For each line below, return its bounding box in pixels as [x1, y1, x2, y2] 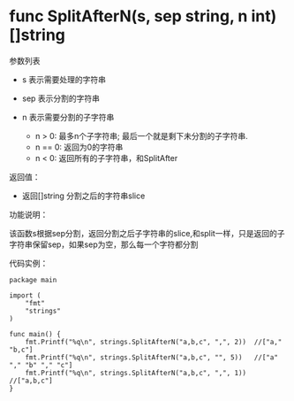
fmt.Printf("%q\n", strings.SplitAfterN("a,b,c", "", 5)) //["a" [25, 352, 278, 362]
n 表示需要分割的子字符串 [21, 112, 115, 122]
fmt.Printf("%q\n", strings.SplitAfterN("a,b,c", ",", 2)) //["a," [25, 337, 283, 346]
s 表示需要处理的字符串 [21, 73, 107, 85]
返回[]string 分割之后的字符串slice [21, 190, 146, 201]
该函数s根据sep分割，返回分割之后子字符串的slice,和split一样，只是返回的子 [9, 227, 285, 238]
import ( [9, 290, 41, 300]
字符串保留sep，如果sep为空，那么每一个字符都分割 [9, 239, 199, 250]
